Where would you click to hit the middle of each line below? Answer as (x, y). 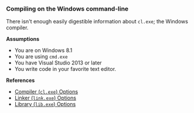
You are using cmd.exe (41, 57)
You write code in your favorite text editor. (65, 69)
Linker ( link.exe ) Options (45, 98)
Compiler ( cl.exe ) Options (46, 92)
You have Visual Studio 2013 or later (58, 63)
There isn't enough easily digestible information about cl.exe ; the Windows (97, 22)
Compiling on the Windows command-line (67, 9)
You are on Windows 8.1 (43, 50)
